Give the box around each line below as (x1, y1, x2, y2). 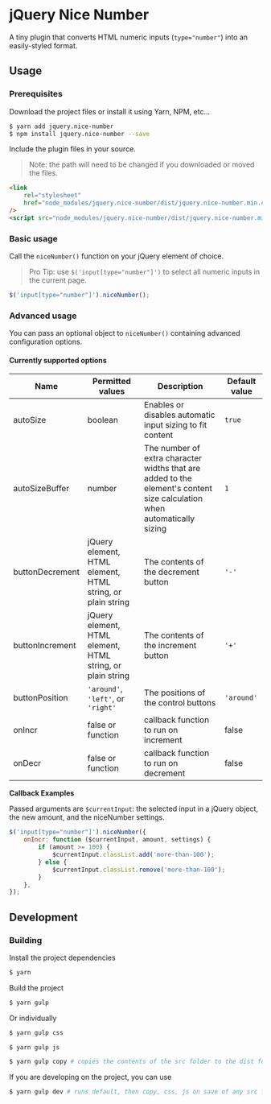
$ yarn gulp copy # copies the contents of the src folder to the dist (9, 1057, 254, 1066)
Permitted (92, 376, 132, 387)
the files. (28, 168, 59, 178)
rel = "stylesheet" (23, 192, 82, 200)
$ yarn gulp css (9, 1028, 64, 1036)
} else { (38, 858, 68, 866)
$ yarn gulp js (9, 1043, 60, 1052)
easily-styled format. (9, 40, 78, 50)
